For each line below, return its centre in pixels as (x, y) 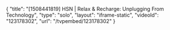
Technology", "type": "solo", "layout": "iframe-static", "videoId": (82, 15)
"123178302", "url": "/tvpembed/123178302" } (61, 21)
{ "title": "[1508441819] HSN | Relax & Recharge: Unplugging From (85, 9)
